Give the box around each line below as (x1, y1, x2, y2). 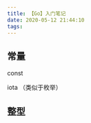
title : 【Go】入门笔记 (7, 10, 66, 17)
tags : (7, 23, 23, 30)
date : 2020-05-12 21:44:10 (7, 17, 85, 23)
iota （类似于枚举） (7, 84, 62, 92)
